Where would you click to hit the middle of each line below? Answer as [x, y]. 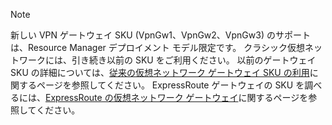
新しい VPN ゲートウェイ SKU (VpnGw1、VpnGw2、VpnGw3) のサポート [160, 35]
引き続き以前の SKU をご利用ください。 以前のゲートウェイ [194, 60]
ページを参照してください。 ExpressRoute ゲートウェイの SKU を [170, 85]
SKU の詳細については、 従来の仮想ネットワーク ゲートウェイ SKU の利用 [160, 72]
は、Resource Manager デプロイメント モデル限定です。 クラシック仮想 [157, 47]
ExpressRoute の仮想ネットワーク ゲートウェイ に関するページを [177, 97]
